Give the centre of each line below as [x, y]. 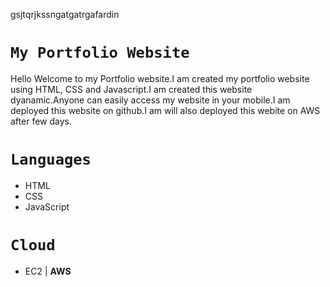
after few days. [41, 121]
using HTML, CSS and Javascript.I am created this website [131, 89]
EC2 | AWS [48, 271]
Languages [51, 159]
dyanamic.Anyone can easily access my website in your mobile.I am [150, 100]
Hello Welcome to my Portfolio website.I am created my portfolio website [160, 78]
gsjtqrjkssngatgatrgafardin [65, 14]
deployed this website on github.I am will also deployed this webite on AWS [165, 110]
